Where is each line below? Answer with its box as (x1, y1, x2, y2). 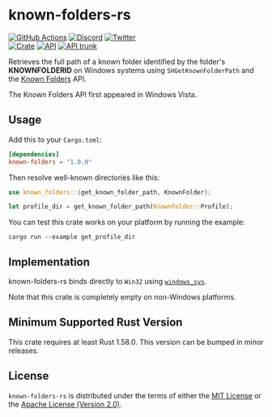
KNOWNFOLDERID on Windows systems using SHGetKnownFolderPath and (8, 65, 255, 74)
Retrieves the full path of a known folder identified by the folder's (8, 57, 226, 66)
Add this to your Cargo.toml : (8, 134, 103, 144)
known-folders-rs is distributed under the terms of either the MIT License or (8, 390, 261, 400)
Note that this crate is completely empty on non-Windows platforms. (8, 292, 236, 302)
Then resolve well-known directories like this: (8, 172, 160, 182)
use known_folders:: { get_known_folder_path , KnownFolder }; (8, 188, 212, 196)
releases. (8, 346, 39, 355)
